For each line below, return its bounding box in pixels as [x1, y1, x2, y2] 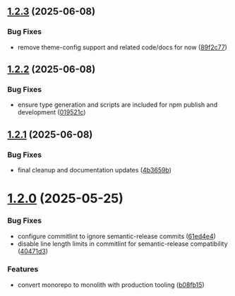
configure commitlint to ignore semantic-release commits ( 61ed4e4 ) [17, 232, 217, 240]
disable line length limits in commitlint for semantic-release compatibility [17, 239, 228, 248]
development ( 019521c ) [17, 108, 86, 117]
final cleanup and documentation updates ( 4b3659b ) [17, 166, 171, 174]
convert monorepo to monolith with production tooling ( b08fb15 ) [17, 280, 205, 289]
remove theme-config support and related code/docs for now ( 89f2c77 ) [17, 42, 228, 52]
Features [7, 264, 39, 274]
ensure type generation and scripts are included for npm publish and [17, 100, 217, 109]
